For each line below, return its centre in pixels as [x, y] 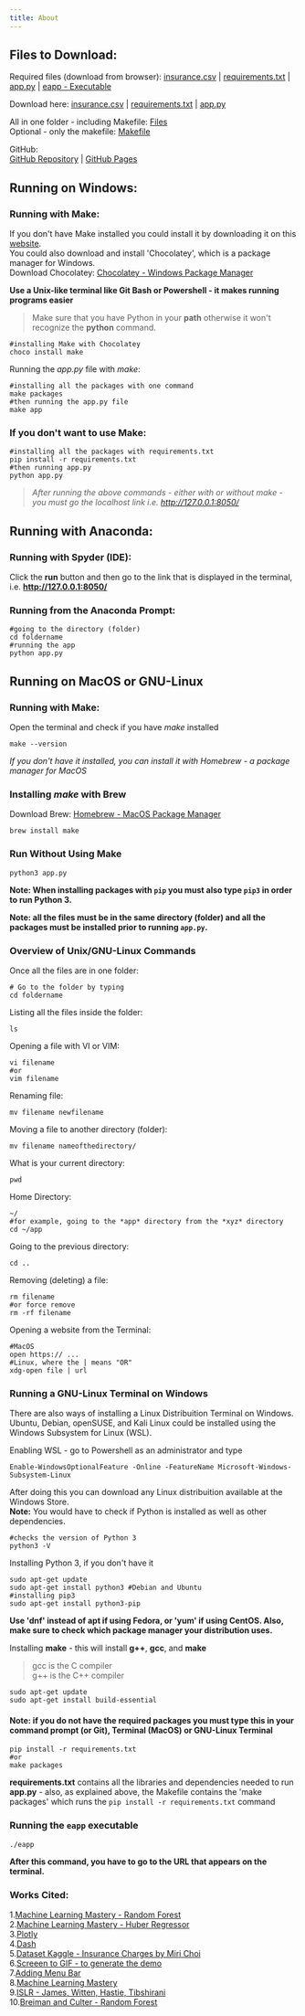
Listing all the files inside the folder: [76, 1012]
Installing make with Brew [68, 794]
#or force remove [42, 1305]
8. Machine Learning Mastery [63, 1983]
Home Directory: [41, 1196]
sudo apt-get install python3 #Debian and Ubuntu [106, 1588]
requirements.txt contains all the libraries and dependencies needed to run [152, 1782]
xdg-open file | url [49, 1370]
